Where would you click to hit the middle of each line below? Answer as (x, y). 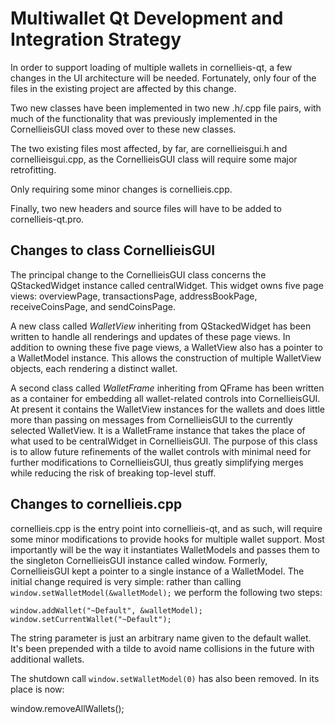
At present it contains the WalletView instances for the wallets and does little (168, 409)
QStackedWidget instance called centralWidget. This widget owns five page (167, 285)
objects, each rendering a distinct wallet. (94, 368)
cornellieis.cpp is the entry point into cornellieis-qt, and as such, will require (166, 528)
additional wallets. (47, 659)
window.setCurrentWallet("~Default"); (91, 619)
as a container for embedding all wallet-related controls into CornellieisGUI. (165, 398)
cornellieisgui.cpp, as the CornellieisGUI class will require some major (154, 159)
